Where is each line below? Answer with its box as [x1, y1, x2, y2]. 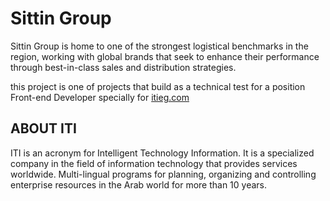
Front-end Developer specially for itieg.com [10, 91, 190, 103]
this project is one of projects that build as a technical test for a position [10, 80, 306, 92]
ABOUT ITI [10, 120, 77, 137]
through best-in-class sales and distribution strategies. [10, 61, 237, 73]
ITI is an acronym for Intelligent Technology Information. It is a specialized [10, 147, 315, 159]
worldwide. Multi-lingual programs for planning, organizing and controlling [10, 168, 317, 180]
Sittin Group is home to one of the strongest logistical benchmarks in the [10, 40, 309, 52]
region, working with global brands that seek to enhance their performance [10, 50, 320, 62]
